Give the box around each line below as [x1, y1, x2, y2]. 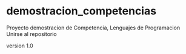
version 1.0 [6, 42, 33, 49]
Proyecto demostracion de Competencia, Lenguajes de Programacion [6, 24, 181, 31]
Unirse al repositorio [6, 30, 58, 37]
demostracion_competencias [6, 4, 156, 18]
